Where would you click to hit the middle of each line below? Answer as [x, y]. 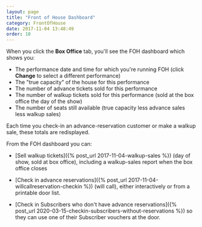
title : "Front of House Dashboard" [51, 17]
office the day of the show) [49, 101]
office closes [31, 169]
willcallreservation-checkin [49, 187]
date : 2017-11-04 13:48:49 [40, 29]
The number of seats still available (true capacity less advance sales [100, 108]
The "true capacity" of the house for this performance [82, 82]
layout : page [23, 12]
